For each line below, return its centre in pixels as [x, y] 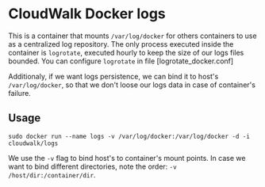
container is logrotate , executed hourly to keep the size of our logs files [126, 52]
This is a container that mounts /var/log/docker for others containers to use [132, 36]
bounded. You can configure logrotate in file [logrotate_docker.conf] [121, 61]
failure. [20, 93]
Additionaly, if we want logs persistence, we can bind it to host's [113, 76]
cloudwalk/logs [33, 143]
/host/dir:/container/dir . [52, 174]
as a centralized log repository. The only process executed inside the [121, 44]
